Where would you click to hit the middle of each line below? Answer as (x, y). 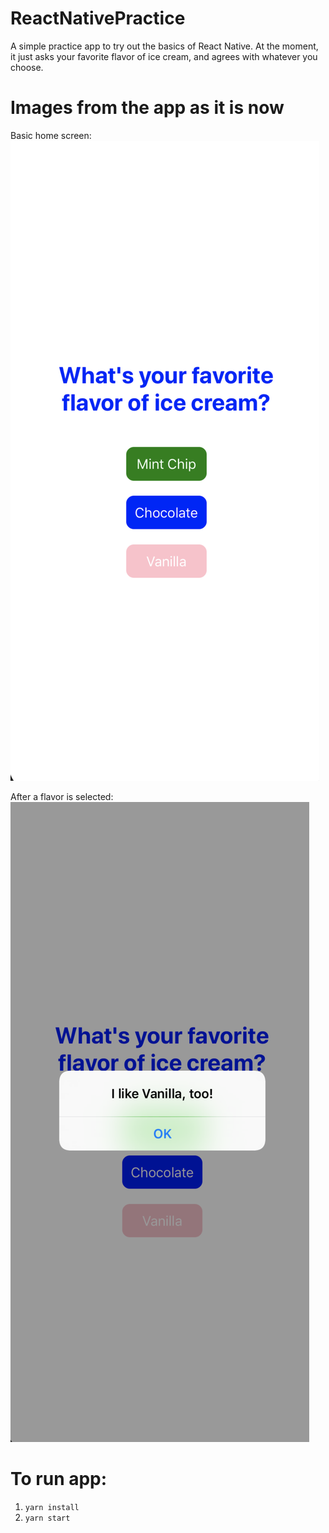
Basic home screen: (51, 135)
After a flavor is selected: (62, 796)
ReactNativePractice (98, 18)
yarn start (47, 1518)
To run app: (59, 1479)
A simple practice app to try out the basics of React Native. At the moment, (164, 46)
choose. (27, 67)
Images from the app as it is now (147, 108)
